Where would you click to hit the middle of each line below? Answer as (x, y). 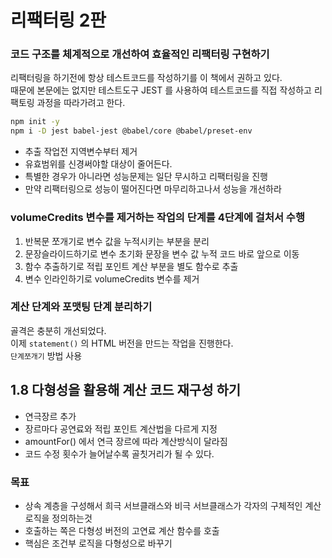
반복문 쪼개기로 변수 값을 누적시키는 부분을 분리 (117, 241)
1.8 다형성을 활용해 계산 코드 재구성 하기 (126, 390)
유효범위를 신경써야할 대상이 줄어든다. (98, 164)
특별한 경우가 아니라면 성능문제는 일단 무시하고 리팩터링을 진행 (146, 177)
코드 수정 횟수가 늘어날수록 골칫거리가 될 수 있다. (119, 453)
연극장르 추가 (50, 416)
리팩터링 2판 (58, 20)
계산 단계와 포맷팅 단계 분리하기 (81, 307)
